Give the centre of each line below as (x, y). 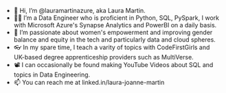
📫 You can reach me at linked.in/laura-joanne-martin (89, 82)
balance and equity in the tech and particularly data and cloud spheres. (115, 40)
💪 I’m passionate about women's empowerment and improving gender (113, 32)
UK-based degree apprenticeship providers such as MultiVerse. (103, 57)
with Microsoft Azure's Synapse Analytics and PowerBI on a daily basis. (115, 25)
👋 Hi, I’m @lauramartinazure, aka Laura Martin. (79, 11)
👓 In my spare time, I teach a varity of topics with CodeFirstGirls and (112, 47)
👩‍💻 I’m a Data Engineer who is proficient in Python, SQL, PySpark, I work (116, 18)
